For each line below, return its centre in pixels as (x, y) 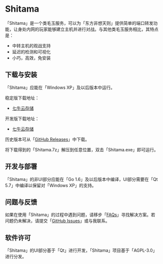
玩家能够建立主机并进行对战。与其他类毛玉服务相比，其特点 (99, 29)
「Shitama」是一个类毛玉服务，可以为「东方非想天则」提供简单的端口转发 (79, 23)
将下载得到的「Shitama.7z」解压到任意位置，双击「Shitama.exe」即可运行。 (82, 149)
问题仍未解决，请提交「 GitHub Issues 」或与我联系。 (57, 221)
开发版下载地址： (22, 119)
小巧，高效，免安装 (31, 58)
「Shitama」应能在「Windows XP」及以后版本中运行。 (60, 87)
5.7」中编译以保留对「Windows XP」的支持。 (51, 185)
